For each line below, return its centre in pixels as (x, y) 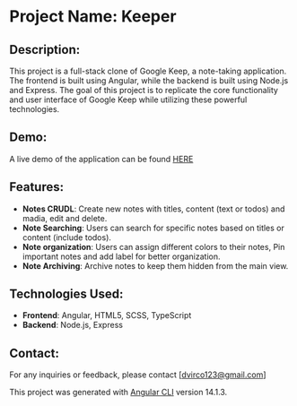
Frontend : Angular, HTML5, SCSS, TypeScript (107, 315)
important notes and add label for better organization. (122, 256)
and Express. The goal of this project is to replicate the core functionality (144, 90)
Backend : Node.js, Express (73, 325)
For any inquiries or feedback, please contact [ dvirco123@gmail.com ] (138, 375)
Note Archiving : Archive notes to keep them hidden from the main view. (155, 265)
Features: (37, 187)
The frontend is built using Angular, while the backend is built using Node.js (149, 81)
